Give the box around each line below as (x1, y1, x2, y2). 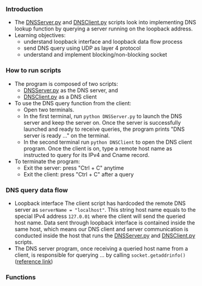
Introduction (5, 5, 43, 13)
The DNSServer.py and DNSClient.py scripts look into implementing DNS (14, 19, 197, 26)
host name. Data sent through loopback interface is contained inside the (14, 218, 195, 226)
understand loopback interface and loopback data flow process (23, 38, 183, 46)
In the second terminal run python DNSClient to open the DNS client (23, 138, 192, 145)
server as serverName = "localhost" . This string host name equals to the (14, 206, 196, 213)
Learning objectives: (14, 32, 66, 39)
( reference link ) (14, 257, 53, 265)
